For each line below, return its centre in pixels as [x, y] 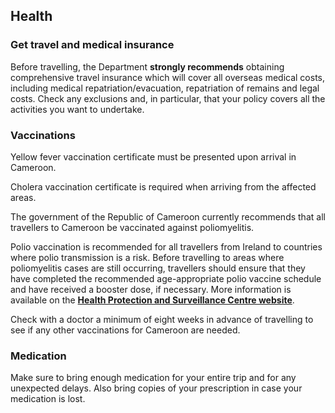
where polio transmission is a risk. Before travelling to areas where [147, 257]
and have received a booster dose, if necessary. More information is [151, 289]
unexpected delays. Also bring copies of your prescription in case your [156, 388]
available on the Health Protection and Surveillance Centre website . [152, 300]
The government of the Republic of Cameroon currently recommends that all [168, 216]
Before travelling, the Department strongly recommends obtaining [147, 66]
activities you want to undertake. [77, 109]
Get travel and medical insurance [92, 45]
